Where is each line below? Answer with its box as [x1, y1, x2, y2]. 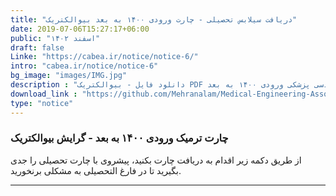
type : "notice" [10, 98, 74, 108]
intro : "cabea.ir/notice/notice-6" [10, 61, 159, 71]
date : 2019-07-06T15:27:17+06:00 [10, 24, 150, 34]
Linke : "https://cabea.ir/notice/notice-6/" [10, 52, 199, 62]
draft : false [10, 42, 65, 53]
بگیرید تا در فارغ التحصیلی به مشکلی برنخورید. [10, 164, 182, 176]
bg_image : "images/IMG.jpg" [10, 71, 128, 81]
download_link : [10, 89, 78, 99]
